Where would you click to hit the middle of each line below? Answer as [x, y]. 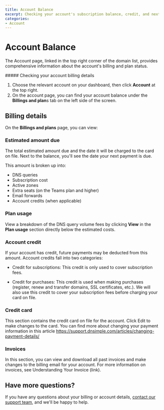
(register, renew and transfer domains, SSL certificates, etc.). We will [81, 287]
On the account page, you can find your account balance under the [80, 95]
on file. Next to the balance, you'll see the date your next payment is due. [79, 156]
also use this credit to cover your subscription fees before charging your [85, 292]
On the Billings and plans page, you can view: [51, 128]
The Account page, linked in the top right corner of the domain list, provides [81, 61]
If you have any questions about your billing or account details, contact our [80, 397]
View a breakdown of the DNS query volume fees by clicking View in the [78, 224]
